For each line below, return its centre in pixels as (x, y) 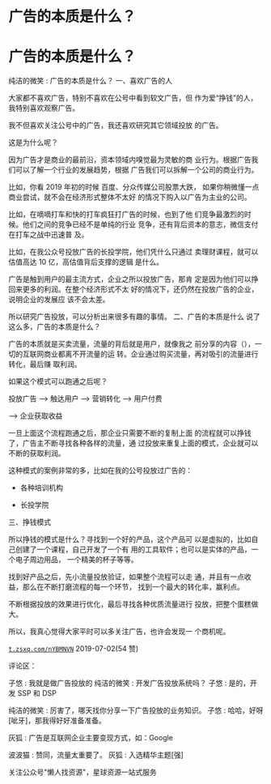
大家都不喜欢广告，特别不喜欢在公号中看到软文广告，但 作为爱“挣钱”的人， (133, 98)
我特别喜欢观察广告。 (44, 108)
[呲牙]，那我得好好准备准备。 (57, 721)
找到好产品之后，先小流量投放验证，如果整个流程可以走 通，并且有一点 (126, 577)
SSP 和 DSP (37, 693)
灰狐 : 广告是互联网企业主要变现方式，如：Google (91, 738)
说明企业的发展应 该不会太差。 (59, 300)
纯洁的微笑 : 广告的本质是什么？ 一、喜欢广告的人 (90, 81)
